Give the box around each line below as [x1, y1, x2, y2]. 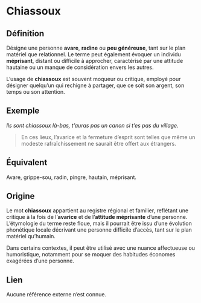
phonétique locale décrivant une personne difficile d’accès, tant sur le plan [6, 226, 192, 233]
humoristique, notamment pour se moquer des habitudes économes [6, 251, 176, 258]
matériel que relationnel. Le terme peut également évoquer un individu [6, 51, 181, 58]
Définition [6, 28, 44, 39]
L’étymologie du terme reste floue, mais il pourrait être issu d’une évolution [6, 220, 192, 227]
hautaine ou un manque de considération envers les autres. [6, 64, 154, 71]
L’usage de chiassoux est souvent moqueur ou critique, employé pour [6, 76, 181, 82]
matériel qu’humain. [6, 233, 56, 240]
